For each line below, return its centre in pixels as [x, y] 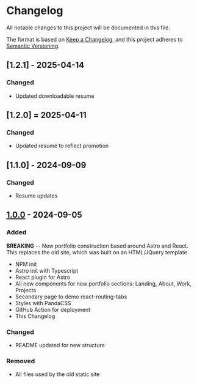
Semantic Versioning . [33, 46]
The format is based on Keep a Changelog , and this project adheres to [95, 39]
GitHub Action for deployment [52, 309]
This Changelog [35, 316]
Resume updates [36, 196]
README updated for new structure [60, 345]
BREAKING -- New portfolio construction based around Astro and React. [98, 246]
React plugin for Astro [43, 277]
